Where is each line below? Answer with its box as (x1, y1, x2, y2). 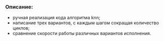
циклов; (12, 25, 30, 31)
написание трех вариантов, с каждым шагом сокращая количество (12, 20, 159, 26)
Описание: (5, 3, 33, 10)
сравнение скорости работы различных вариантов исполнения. (12, 31, 151, 37)
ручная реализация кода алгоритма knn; (12, 15, 100, 21)
